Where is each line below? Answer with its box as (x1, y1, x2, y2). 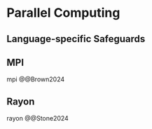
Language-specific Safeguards (6, 33, 146, 45)
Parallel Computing (6, 5, 120, 21)
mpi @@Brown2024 (6, 75, 65, 83)
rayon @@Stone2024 (6, 114, 69, 123)
